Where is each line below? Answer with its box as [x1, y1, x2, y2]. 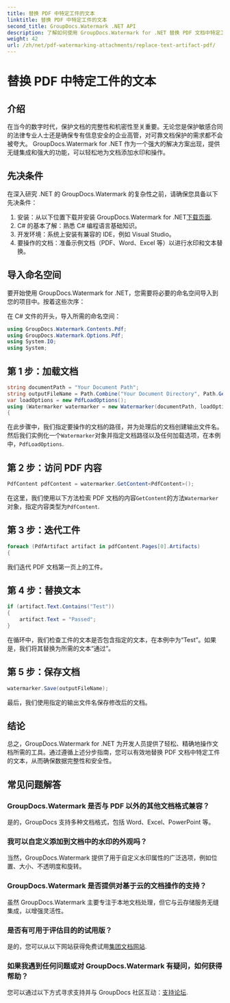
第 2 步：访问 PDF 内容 [7, 462, 103, 473]
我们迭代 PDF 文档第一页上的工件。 [7, 563, 107, 571]
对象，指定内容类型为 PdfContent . [7, 502, 100, 510]
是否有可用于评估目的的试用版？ [7, 925, 113, 935]
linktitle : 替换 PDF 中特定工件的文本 [7, 16, 107, 23]
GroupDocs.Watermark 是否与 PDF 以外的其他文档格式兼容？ [7, 801, 210, 810]
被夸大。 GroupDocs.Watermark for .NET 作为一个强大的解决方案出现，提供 [7, 140, 220, 147]
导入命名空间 [7, 269, 62, 281]
